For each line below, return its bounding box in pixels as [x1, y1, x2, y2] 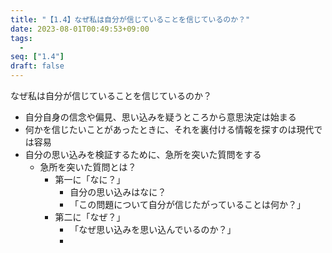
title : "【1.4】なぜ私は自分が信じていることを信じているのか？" [10, 14, 251, 25]
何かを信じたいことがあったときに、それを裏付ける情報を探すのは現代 [24, 124, 315, 135]
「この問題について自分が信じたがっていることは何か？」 [69, 199, 307, 210]
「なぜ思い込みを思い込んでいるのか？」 [69, 224, 237, 235]
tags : [10, 33, 33, 43]
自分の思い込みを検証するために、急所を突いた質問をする [24, 149, 262, 160]
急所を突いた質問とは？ [39, 161, 137, 173]
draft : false [10, 61, 65, 71]
